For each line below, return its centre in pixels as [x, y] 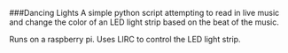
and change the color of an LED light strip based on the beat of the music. [144, 22]
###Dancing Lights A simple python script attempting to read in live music [144, 13]
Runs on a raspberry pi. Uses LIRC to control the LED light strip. [125, 39]
